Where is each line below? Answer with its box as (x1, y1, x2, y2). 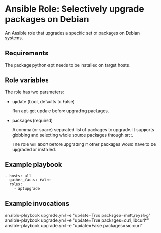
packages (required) (12, 117, 53, 123)
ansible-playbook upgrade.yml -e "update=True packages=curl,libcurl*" (5, 217, 149, 223)
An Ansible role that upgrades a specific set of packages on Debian (5, 30, 140, 36)
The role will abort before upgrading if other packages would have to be (12, 141, 156, 147)
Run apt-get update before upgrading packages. (12, 108, 109, 114)
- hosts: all (5, 174, 32, 179)
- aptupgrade (14, 186, 40, 191)
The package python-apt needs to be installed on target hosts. (5, 62, 130, 68)
